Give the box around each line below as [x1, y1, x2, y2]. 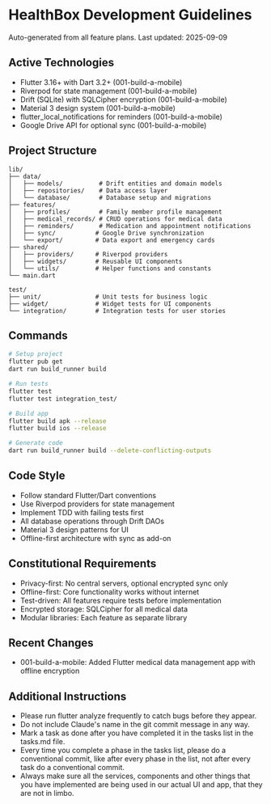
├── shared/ [8, 243, 49, 252]
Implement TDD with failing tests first [19, 507, 144, 517]
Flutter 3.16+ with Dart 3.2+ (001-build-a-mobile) [19, 77, 183, 87]
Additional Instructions [8, 689, 127, 703]
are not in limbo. [19, 789, 74, 798]
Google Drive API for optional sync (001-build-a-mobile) [19, 120, 207, 130]
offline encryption [19, 666, 80, 676]
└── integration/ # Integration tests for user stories [8, 307, 227, 315]
